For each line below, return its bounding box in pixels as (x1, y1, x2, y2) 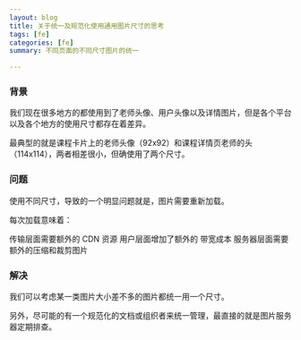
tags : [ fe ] (9, 30, 50, 38)
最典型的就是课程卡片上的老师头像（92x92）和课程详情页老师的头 (9, 138, 254, 149)
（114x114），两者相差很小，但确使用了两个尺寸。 (9, 149, 190, 159)
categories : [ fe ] (9, 38, 74, 47)
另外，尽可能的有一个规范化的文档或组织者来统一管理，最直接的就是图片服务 (9, 310, 292, 321)
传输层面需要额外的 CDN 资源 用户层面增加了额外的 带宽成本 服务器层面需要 (9, 234, 289, 244)
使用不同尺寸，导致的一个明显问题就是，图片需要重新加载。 (9, 195, 229, 206)
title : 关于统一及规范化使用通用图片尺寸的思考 (9, 21, 165, 30)
